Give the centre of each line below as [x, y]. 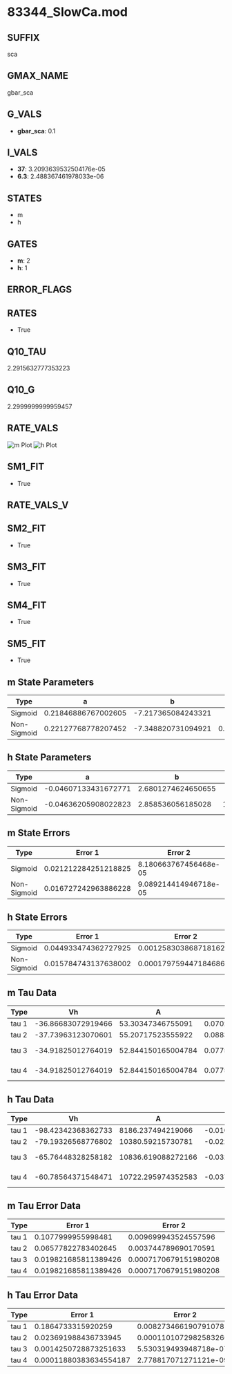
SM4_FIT [27, 605]
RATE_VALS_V [38, 505]
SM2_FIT [27, 528]
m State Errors [39, 833]
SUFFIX [23, 38]
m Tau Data [32, 992]
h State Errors [37, 917]
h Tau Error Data [43, 1296]
